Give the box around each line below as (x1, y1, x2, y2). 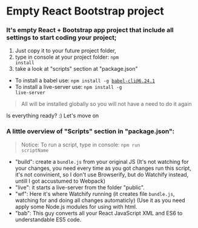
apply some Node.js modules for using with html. (15, 203, 137, 210)
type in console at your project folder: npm (15, 53, 119, 61)
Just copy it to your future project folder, (15, 47, 116, 54)
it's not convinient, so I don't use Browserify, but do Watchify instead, (15, 171, 189, 178)
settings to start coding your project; (6, 33, 117, 42)
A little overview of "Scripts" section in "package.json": (6, 127, 175, 135)
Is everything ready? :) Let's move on (6, 112, 99, 119)
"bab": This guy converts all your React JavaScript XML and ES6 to (15, 209, 183, 217)
